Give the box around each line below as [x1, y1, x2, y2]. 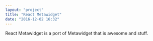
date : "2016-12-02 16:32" [5, 16, 59, 21]
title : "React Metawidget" [5, 12, 62, 17]
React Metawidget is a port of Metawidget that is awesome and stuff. [5, 30, 148, 36]
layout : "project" [5, 7, 44, 12]
